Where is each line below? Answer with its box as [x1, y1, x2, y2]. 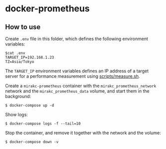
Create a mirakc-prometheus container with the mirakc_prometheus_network [5, 83, 157, 89]
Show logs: [5, 112, 28, 117]
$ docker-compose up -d [5, 103, 55, 108]
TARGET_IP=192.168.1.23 [5, 55, 55, 60]
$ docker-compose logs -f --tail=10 [5, 121, 81, 126]
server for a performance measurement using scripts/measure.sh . [5, 73, 140, 79]
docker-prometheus [5, 3, 90, 14]
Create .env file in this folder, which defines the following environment [5, 36, 149, 42]
